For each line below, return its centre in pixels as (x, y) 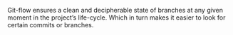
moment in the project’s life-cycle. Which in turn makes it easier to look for (116, 17)
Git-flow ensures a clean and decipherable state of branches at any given (115, 10)
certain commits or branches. (51, 25)
